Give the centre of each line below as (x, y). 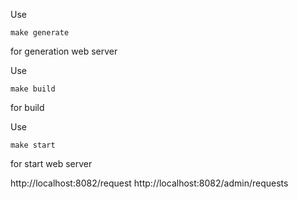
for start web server (51, 163)
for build (27, 107)
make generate (40, 33)
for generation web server (64, 51)
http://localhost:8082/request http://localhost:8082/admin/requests (149, 183)
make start (33, 145)
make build (33, 89)
